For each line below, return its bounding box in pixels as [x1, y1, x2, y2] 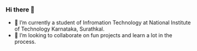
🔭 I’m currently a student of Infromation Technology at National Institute [14, 19, 191, 26]
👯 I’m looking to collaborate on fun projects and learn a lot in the [14, 32, 172, 39]
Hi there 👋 [5, 5, 35, 14]
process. [14, 38, 37, 46]
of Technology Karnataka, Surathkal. [14, 25, 105, 32]
